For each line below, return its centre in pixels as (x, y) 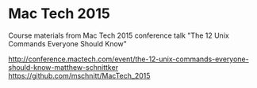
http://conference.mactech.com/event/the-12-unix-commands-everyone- (128, 59)
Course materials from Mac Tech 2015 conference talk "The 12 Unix (119, 35)
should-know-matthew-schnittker (63, 67)
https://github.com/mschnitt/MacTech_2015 (79, 75)
